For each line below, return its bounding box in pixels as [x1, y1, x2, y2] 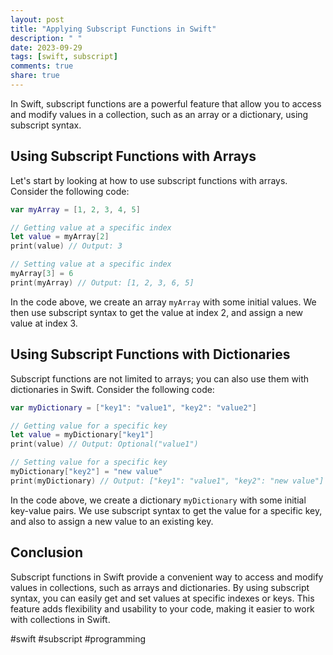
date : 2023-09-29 [10, 42, 83, 53]
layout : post [10, 14, 65, 25]
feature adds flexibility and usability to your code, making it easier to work [10, 602, 315, 615]
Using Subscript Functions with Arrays [10, 148, 257, 165]
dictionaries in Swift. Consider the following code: [10, 383, 215, 395]
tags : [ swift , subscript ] [10, 52, 118, 62]
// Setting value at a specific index [10, 259, 172, 270]
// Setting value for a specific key [10, 457, 168, 468]
